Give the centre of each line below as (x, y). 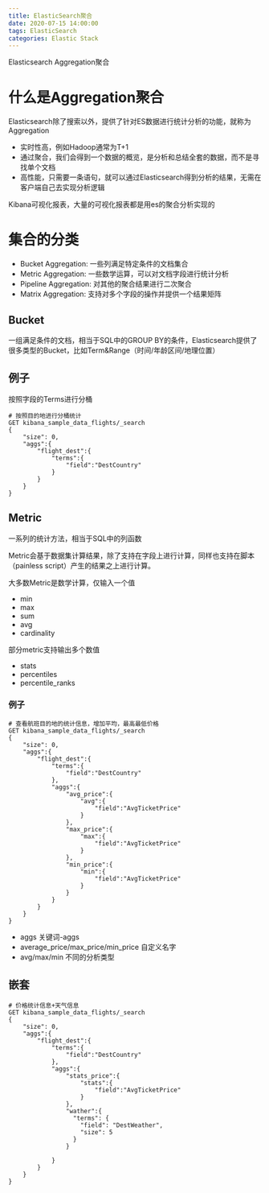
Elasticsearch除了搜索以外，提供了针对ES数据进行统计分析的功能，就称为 (130, 122)
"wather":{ (84, 1111)
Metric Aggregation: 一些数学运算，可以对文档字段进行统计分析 (124, 274)
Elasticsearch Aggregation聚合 (59, 62)
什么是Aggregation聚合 (86, 98)
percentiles (39, 674)
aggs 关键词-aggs (50, 937)
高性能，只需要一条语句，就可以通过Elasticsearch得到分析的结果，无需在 (141, 177)
